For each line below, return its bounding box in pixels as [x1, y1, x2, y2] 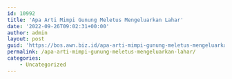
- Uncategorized [19, 61, 67, 68]
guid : [7, 42, 23, 49]
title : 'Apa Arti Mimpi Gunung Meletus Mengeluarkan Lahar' [7, 16, 184, 23]
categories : [7, 55, 41, 62]
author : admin [7, 29, 48, 36]
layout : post [7, 36, 45, 43]
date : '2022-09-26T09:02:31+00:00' [7, 23, 110, 30]
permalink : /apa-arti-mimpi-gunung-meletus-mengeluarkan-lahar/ [7, 49, 196, 56]
